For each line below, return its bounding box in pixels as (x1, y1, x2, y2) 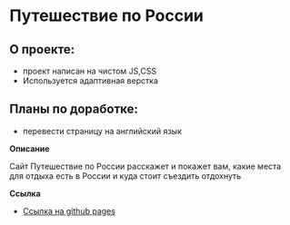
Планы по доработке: (9, 102, 139, 117)
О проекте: (9, 42, 75, 57)
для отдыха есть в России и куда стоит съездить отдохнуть (9, 170, 242, 181)
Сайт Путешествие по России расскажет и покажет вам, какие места (9, 161, 282, 171)
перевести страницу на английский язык (22, 125, 182, 136)
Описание (9, 142, 50, 154)
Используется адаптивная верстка (22, 75, 159, 86)
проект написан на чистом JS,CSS (22, 65, 157, 76)
